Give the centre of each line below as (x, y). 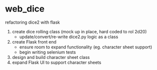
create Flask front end (34, 42)
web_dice (25, 9)
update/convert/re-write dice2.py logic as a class (69, 37)
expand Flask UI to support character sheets (57, 62)
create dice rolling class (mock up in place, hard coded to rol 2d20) (79, 31)
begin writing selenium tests (48, 52)
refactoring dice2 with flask (33, 22)
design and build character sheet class (51, 57)
